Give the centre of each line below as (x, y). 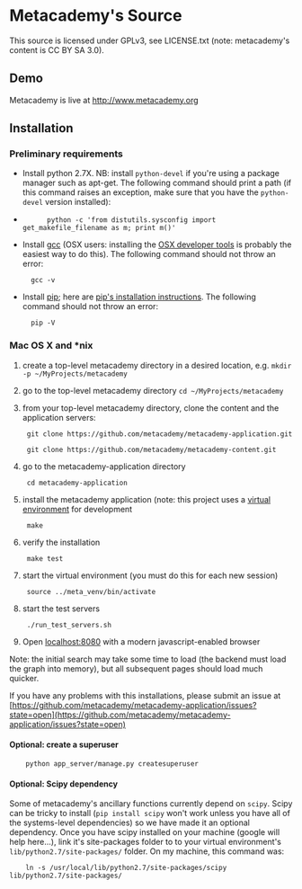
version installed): (78, 202)
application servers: (59, 417)
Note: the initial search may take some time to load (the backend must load (148, 659)
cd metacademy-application (77, 483)
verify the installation (61, 542)
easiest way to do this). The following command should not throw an (149, 254)
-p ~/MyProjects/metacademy (75, 374)
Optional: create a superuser (64, 745)
